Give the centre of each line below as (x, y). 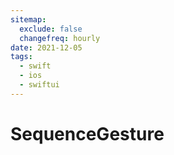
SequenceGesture (87, 133)
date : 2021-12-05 (46, 47)
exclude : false (51, 29)
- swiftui (39, 85)
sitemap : (28, 19)
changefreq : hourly (60, 38)
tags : (21, 57)
